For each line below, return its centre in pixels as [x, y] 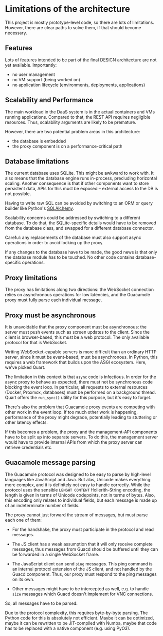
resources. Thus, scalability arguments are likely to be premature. [71, 122]
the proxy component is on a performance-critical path [67, 146]
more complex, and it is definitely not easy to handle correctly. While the [78, 485]
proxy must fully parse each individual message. [54, 300]
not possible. [18, 194]
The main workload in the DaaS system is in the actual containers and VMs [80, 112]
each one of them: [23, 520]
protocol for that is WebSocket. [36, 342]
